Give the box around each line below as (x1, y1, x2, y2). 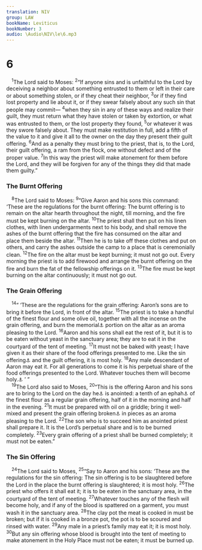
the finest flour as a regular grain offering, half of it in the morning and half (6, 396, 191, 403)
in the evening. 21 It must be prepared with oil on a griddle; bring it (6, 403, 169, 411)
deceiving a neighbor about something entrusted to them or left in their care (6, 85, 195, 92)
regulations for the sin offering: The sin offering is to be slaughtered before (6, 474, 192, 481)
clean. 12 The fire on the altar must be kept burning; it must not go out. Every (6, 250, 195, 258)
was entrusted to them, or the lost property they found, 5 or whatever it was (6, 119, 193, 127)
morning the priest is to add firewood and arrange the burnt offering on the (6, 257, 192, 265)
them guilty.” (6, 167, 38, 174)
